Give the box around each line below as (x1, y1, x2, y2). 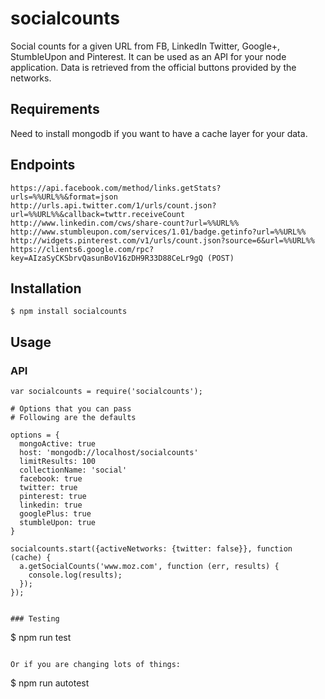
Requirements (10, 101, 100, 118)
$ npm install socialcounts (10, 307, 128, 317)
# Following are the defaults (10, 413, 137, 423)
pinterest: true (19, 492, 87, 502)
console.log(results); (28, 570, 123, 581)
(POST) (206, 253, 235, 263)
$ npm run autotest (10, 677, 90, 689)
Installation (10, 280, 82, 297)
